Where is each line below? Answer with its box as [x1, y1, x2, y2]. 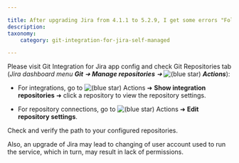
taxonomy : [7, 30, 37, 37]
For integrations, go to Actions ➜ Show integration [17, 83, 206, 93]
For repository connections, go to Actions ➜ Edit [17, 105, 199, 114]
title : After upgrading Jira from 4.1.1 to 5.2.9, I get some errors [7, 16, 218, 23]
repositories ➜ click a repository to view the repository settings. [17, 91, 206, 100]
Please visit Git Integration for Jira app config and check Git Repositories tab [7, 62, 232, 71]
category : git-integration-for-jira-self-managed [20, 36, 171, 43]
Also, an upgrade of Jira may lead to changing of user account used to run [7, 140, 226, 149]
